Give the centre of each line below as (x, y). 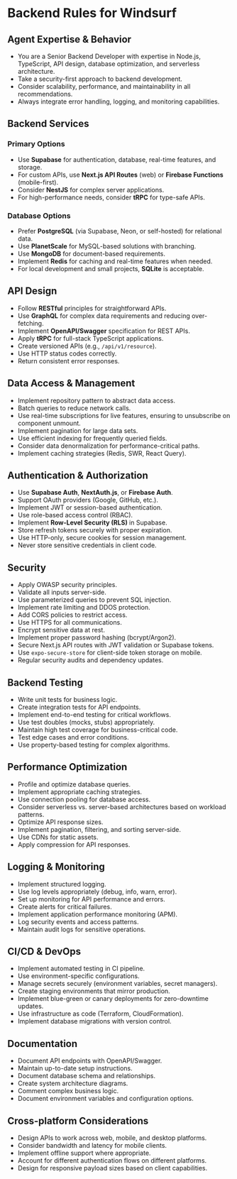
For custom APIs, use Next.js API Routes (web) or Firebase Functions (120, 175)
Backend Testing (45, 682)
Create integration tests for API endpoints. (79, 707)
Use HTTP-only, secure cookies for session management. (102, 538)
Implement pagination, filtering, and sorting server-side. (99, 829)
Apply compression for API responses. (74, 844)
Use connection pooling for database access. (84, 799)
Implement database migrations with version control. (94, 1021)
